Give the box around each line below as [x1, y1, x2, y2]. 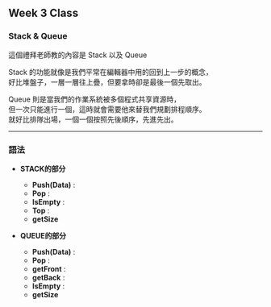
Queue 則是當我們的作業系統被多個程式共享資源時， [8, 94, 181, 104]
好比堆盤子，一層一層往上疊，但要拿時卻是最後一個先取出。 [8, 77, 206, 87]
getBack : [31, 272, 65, 282]
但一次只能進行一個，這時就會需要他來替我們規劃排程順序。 [8, 104, 206, 114]
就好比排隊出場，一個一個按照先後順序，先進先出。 [8, 114, 178, 124]
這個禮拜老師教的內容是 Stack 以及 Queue [8, 50, 148, 60]
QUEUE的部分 [19, 230, 67, 240]
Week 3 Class [8, 6, 79, 20]
